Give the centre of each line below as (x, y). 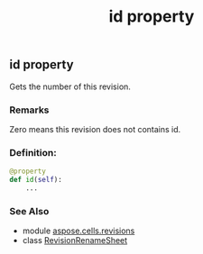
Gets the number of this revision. (70, 86)
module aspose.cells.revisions (78, 231)
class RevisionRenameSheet (75, 240)
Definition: (33, 152)
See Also (29, 211)
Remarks (29, 110)
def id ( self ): (36, 180)
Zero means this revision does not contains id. (95, 129)
